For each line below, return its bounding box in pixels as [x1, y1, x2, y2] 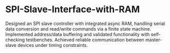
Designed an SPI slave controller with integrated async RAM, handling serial [5, 20, 165, 26]
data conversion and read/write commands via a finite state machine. [5, 25, 152, 32]
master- [145, 37, 162, 43]
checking [5, 37, 25, 43]
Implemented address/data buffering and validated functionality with [5, 31, 150, 37]
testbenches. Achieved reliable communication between [26, 37, 144, 43]
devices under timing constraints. [17, 42, 88, 48]
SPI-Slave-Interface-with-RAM [5, 4, 140, 15]
